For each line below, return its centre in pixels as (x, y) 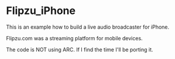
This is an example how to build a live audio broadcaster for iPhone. (88, 27)
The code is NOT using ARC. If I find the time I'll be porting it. (80, 49)
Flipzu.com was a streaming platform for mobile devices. (74, 38)
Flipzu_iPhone (41, 11)
